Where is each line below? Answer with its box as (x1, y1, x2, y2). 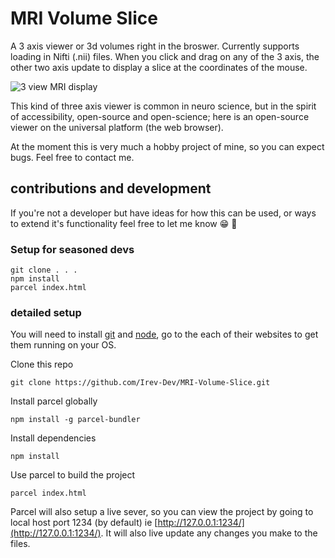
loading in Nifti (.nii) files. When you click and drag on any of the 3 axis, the (10, 50, 320, 62)
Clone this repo (10, 358, 74, 371)
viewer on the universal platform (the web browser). (10, 121, 224, 133)
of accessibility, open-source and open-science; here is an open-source (10, 110, 310, 122)
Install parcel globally (10, 395, 98, 407)
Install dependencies (10, 432, 97, 444)
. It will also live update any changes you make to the (100, 527, 318, 539)
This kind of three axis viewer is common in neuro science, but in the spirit (10, 100, 317, 112)
